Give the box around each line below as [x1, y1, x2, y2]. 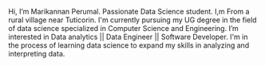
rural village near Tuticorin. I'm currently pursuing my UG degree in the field [8, 15, 257, 25]
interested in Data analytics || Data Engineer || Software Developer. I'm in [8, 32, 248, 41]
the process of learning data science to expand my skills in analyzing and [8, 41, 250, 50]
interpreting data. [8, 49, 65, 58]
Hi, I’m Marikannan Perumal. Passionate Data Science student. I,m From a [8, 7, 250, 16]
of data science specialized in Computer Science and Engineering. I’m [8, 24, 239, 33]
